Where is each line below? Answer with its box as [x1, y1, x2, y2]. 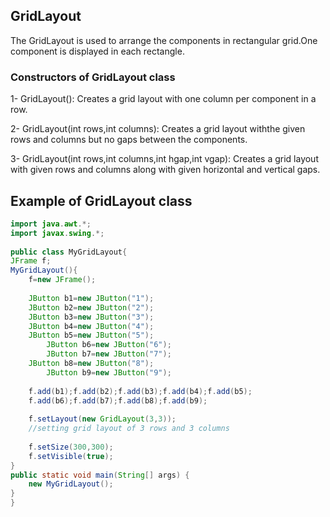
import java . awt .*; [10, 219, 92, 229]
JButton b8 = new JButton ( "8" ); [28, 359, 155, 369]
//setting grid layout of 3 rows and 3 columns [28, 424, 230, 434]
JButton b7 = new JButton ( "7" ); [46, 349, 172, 359]
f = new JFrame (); [28, 275, 97, 285]
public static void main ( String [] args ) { [10, 470, 190, 480]
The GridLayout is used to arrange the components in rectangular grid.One [10, 34, 318, 46]
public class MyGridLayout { [10, 247, 128, 257]
